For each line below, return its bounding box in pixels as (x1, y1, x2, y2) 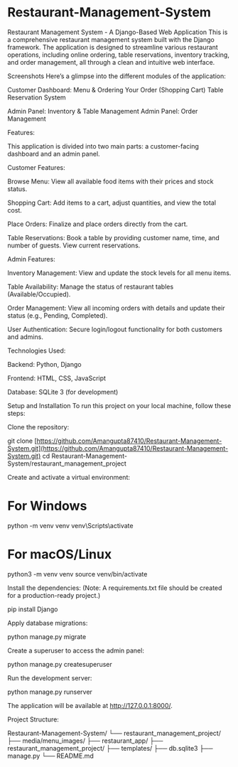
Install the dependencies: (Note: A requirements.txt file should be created (7, 584, 222, 592)
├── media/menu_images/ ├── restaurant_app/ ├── (7, 736, 163, 745)
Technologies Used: (7, 346, 66, 355)
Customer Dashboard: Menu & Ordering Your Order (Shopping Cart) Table (7, 85, 224, 94)
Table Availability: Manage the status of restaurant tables (7, 282, 174, 291)
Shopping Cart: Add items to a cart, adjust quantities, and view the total (7, 198, 217, 207)
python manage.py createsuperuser (7, 660, 112, 668)
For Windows (7, 498, 87, 514)
